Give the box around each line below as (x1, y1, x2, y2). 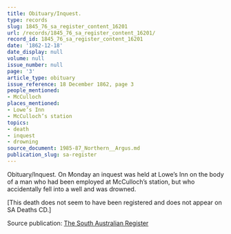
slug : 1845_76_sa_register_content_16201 (7, 23, 128, 30)
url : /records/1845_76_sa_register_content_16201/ (7, 29, 156, 37)
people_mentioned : (7, 87, 60, 94)
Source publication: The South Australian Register (7, 219, 149, 227)
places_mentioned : (7, 100, 60, 107)
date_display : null (7, 49, 63, 56)
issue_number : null (7, 61, 63, 68)
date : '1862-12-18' (7, 42, 63, 49)
